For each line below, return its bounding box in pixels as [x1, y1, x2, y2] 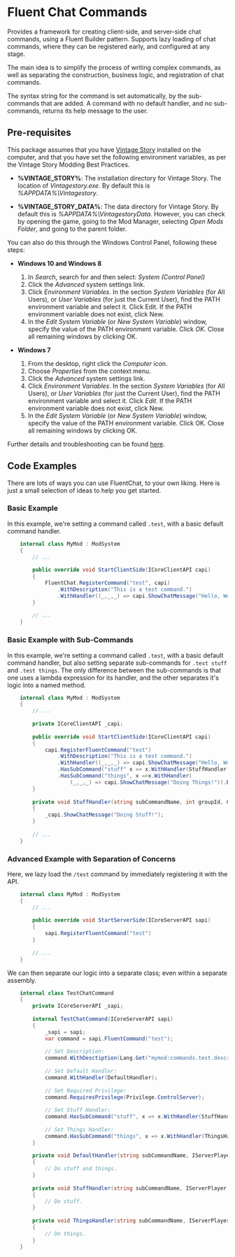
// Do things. [44, 1230, 86, 1237]
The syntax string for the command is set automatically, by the [7, 92, 187, 100]
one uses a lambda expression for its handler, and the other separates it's [7, 673, 219, 682]
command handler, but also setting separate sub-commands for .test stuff [7, 659, 227, 667]
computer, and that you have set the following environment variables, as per [7, 153, 227, 161]
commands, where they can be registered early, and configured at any [7, 42, 211, 50]
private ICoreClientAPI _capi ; [32, 720, 124, 728]
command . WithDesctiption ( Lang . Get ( [44, 1055, 149, 1062]
